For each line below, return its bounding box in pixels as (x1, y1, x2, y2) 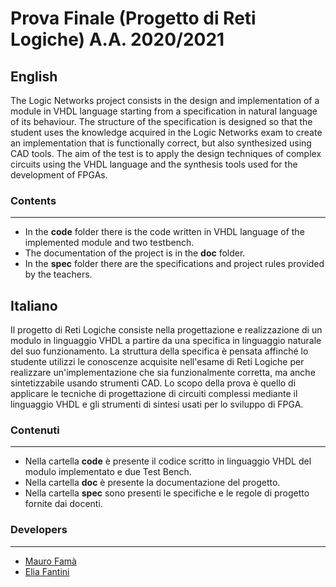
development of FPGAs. (10, 169, 108, 181)
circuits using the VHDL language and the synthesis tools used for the (10, 158, 298, 170)
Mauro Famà (24, 555, 77, 567)
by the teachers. (24, 268, 93, 281)
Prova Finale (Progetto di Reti (10, 7, 257, 30)
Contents (10, 193, 57, 207)
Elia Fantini (24, 565, 70, 577)
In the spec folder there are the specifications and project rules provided (24, 258, 325, 270)
